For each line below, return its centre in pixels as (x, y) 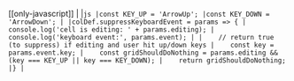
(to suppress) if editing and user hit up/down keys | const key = (141, 45)
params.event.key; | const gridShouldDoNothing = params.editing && (143, 53)
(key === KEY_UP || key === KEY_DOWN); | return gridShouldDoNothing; (147, 61)
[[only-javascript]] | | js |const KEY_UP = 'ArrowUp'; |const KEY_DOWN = (139, 14)
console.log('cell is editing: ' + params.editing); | (112, 30)
